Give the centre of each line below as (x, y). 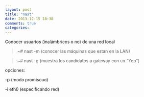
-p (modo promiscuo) (27, 80)
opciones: (15, 70)
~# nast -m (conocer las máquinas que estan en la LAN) (74, 51)
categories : (17, 28)
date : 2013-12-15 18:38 (29, 19)
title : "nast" (20, 14)
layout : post (18, 10)
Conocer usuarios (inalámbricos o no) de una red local (60, 42)
